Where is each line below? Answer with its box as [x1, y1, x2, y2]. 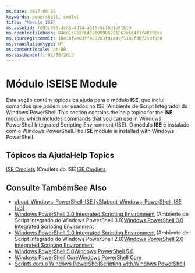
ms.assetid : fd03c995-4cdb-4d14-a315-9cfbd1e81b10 [6, 24, 132, 31]
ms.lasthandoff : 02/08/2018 [6, 52, 75, 58]
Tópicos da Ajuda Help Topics [6, 150, 115, 160]
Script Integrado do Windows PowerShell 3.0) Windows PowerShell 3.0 [14, 217, 184, 224]
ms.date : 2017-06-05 [6, 8, 56, 15]
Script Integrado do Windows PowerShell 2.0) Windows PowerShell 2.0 [14, 236, 184, 243]
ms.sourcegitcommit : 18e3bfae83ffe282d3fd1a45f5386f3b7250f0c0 [6, 36, 163, 41]
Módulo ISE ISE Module [6, 77, 118, 90]
